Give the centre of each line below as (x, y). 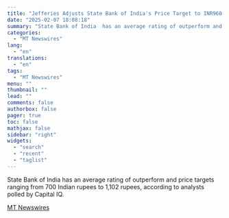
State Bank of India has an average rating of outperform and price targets (111, 180)
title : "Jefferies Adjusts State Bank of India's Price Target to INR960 (115, 13)
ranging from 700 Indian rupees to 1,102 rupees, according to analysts (106, 186)
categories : (24, 33)
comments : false (30, 103)
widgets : (20, 141)
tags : (15, 71)
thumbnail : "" (27, 90)
